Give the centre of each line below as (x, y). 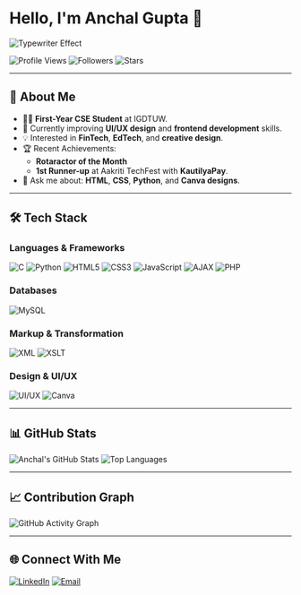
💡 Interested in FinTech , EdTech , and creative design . (123, 137)
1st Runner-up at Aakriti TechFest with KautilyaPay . (132, 170)
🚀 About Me (43, 97)
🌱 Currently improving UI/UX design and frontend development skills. (152, 128)
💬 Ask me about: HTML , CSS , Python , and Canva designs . (131, 180)
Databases (33, 290)
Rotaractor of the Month (82, 161)
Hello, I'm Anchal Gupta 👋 (106, 18)
